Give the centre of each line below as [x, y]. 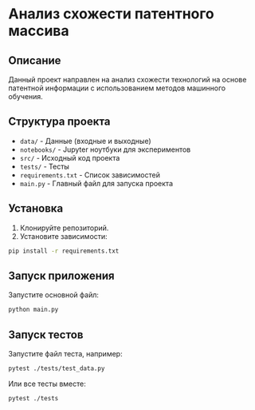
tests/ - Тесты [45, 166]
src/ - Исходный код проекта [70, 157]
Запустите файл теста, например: [65, 354]
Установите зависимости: [63, 236]
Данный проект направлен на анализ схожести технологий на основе [127, 80]
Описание [35, 60]
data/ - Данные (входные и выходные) [85, 141]
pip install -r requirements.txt [64, 251]
